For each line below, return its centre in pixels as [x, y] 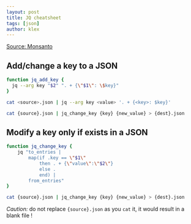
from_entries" [46, 181]
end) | [47, 175]
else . [47, 169]
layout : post [23, 12]
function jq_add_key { [35, 80]
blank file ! [19, 215]
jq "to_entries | [39, 152]
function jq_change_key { [39, 147]
